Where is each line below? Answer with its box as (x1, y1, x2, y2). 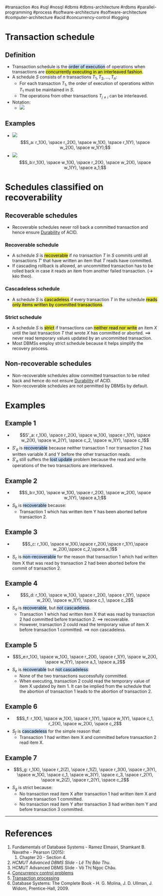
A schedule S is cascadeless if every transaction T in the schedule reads (12, 296, 158, 302)
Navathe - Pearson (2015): (12, 849, 65, 855)
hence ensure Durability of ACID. (12, 230, 78, 235)
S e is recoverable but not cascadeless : (12, 666, 90, 673)
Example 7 (5, 753, 37, 762)
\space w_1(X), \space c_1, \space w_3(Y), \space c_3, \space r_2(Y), (16, 772, 154, 778)
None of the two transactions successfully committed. (19, 673, 128, 679)
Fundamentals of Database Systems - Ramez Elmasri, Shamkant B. (12, 844, 146, 850)
